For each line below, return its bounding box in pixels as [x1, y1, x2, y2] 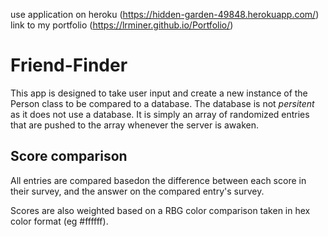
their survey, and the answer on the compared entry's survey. [10, 185, 265, 197]
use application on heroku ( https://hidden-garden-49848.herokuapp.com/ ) [10, 9, 320, 20]
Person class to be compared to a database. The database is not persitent [10, 97, 315, 109]
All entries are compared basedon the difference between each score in [10, 174, 307, 186]
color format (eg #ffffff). [10, 215, 109, 227]
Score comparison [10, 148, 128, 165]
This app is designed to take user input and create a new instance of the [10, 87, 308, 99]
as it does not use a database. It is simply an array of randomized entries [10, 108, 310, 120]
